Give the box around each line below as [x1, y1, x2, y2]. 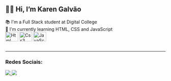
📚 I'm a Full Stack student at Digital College [5, 19, 98, 25]
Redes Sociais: [5, 58, 43, 65]
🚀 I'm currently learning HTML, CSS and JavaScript [5, 26, 113, 32]
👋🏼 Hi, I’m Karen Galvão [5, 5, 81, 14]
